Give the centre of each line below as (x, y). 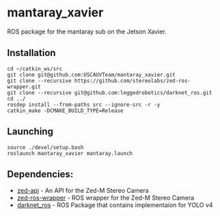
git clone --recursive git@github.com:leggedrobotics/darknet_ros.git (110, 93)
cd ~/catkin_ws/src (35, 69)
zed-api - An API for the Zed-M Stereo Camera (83, 191)
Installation (31, 53)
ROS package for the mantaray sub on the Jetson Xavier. (87, 31)
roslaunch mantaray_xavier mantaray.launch (70, 153)
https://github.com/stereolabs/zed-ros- (133, 81)
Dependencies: (40, 174)
